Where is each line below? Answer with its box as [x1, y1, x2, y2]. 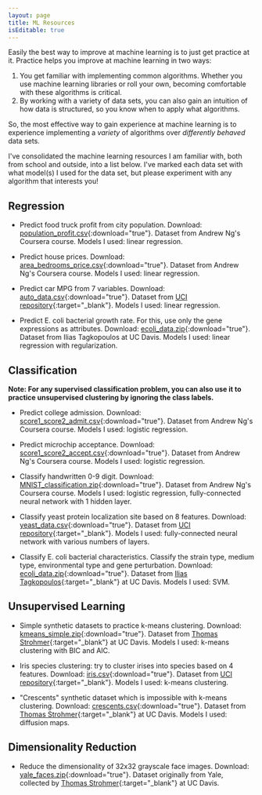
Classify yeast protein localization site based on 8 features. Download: [19, 512, 246, 521]
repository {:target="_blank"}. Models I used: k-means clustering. [19, 677, 229, 687]
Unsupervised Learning [8, 600, 126, 613]
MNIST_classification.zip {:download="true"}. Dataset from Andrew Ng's [19, 480, 252, 489]
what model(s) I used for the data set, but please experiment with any [8, 168, 232, 177]
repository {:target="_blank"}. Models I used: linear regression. [19, 301, 221, 310]
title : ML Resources [8, 19, 76, 27]
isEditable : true [8, 26, 65, 34]
